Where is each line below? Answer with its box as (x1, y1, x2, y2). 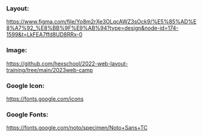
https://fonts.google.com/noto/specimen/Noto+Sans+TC (6, 124, 148, 132)
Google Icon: (6, 81, 45, 90)
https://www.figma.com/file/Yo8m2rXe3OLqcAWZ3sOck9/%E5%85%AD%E (6, 18, 197, 25)
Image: (6, 46, 27, 55)
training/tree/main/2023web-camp (6, 66, 93, 73)
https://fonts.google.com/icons (6, 95, 84, 102)
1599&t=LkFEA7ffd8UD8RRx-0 (6, 31, 83, 38)
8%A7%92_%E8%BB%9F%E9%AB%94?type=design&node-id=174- (6, 24, 179, 32)
